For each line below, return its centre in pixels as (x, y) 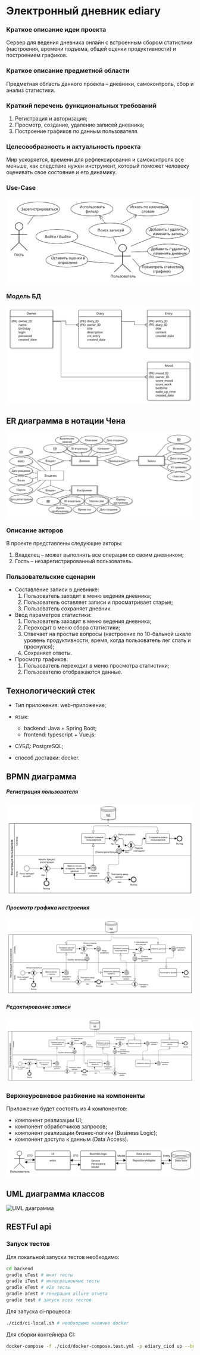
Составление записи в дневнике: (57, 589)
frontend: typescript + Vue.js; (60, 734)
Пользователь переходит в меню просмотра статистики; (96, 666)
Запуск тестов (28, 1244)
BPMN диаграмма (41, 777)
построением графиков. (37, 55)
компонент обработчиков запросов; (61, 1126)
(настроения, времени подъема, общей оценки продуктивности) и (91, 49)
